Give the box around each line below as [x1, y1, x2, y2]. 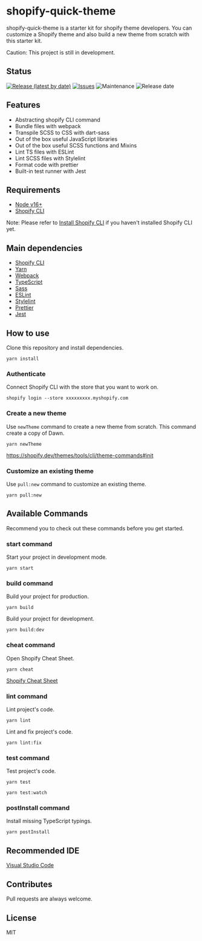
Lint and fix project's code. [6, 728, 73, 735]
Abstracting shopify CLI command [15, 116, 101, 123]
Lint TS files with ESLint [15, 148, 74, 155]
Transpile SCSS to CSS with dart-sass [15, 129, 110, 136]
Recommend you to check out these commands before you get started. [6, 524, 184, 532]
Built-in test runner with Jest [15, 168, 86, 175]
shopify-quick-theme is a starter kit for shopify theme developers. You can [6, 24, 192, 31]
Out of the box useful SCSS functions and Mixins [15, 142, 137, 149]
